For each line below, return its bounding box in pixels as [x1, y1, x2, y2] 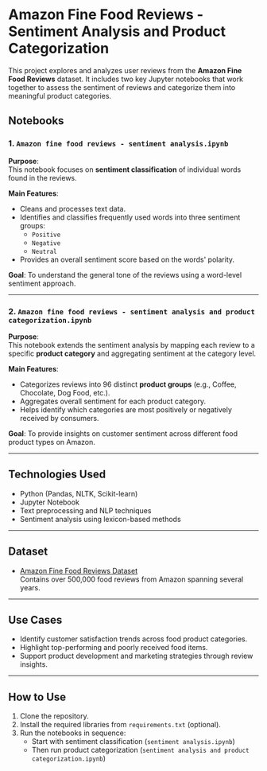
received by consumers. [19, 413, 99, 422]
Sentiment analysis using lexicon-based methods [19, 514, 181, 524]
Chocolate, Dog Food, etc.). [19, 387, 110, 397]
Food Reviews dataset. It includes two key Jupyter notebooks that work [8, 74, 244, 84]
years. [19, 582, 41, 592]
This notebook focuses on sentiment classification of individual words [8, 165, 242, 174]
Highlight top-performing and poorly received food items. [19, 643, 208, 652]
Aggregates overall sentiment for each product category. [19, 396, 207, 406]
